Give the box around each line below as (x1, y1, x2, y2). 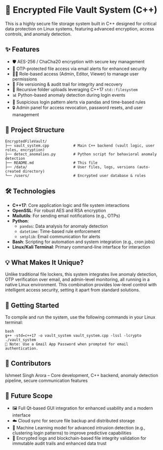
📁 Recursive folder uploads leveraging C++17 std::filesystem (12, 86, 138, 92)
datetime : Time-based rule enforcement (19, 228, 101, 234)
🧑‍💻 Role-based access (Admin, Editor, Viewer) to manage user (12, 71, 139, 76)
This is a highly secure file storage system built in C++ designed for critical (5, 21, 157, 26)
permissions (12, 76, 37, 82)
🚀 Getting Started (5, 301, 59, 309)
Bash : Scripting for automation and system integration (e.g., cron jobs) (12, 239, 155, 245)
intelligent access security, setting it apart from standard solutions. (5, 287, 140, 293)
